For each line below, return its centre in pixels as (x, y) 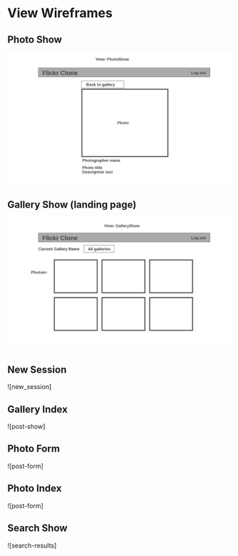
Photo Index (35, 489)
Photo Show (35, 40)
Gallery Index (37, 409)
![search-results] (32, 545)
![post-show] (26, 427)
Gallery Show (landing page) (72, 204)
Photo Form (34, 449)
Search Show (37, 529)
